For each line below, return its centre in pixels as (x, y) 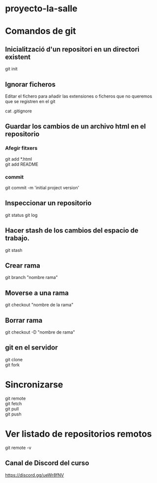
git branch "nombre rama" (31, 277)
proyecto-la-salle (41, 9)
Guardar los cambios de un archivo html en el (76, 126)
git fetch (13, 403)
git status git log (21, 215)
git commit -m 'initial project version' (42, 187)
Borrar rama (24, 320)
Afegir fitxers (21, 148)
